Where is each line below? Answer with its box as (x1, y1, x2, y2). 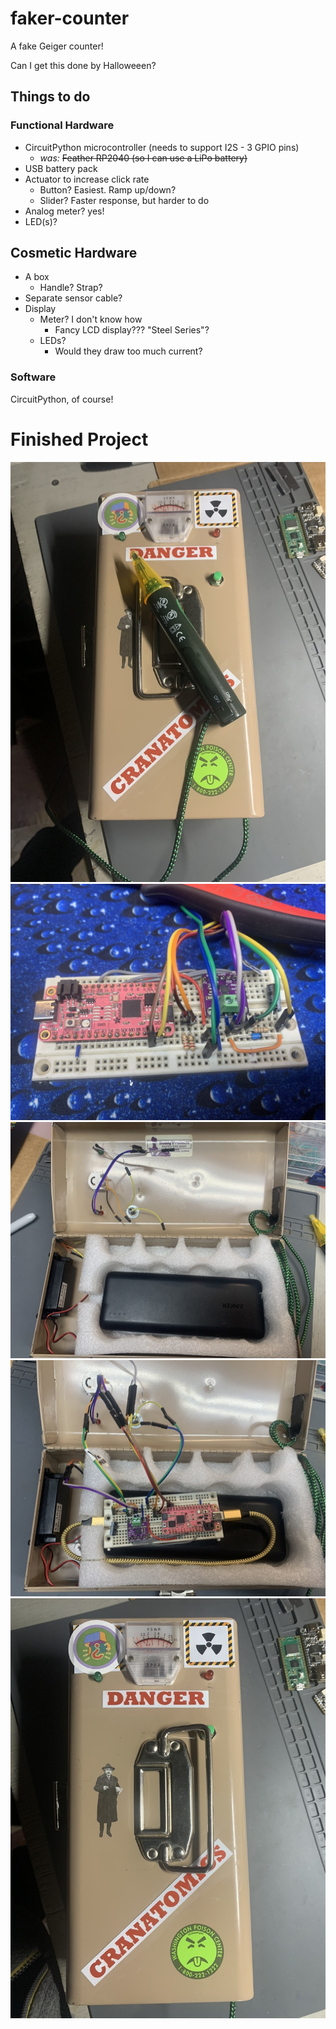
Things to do (10, 88, 91, 106)
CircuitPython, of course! (10, 393, 114, 405)
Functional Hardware (10, 118, 115, 132)
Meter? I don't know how (39, 313, 143, 326)
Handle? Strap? (39, 282, 103, 294)
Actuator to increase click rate (24, 173, 150, 185)
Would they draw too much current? (54, 345, 203, 357)
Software (10, 370, 57, 384)
